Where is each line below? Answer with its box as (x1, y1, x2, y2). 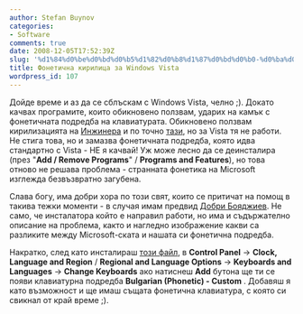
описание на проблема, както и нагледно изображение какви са (9, 219, 260, 230)
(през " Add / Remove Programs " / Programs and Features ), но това (9, 154, 266, 165)
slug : (9, 55, 30, 64)
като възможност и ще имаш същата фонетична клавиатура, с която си (9, 285, 287, 296)
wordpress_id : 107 (9, 72, 78, 81)
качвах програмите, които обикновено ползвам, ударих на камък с (9, 106, 271, 117)
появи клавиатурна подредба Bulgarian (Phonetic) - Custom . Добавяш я (9, 275, 291, 286)
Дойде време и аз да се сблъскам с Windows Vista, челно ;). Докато (9, 97, 275, 107)
